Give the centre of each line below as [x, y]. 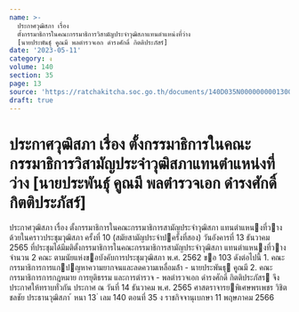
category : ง [31, 59]
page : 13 [25, 84]
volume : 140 [31, 68]
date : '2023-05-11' [45, 51]
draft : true [31, 100]
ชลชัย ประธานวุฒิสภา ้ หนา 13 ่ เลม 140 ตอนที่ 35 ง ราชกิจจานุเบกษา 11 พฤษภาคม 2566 [141, 298]
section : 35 [31, 76]
